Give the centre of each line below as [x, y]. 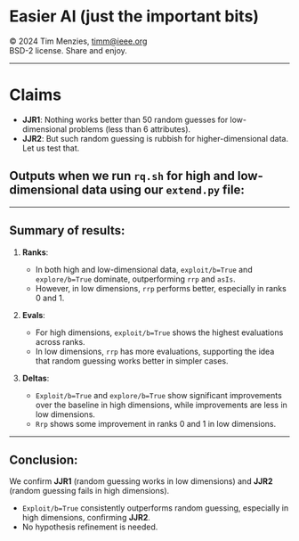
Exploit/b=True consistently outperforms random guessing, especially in [155, 508]
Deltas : [36, 378]
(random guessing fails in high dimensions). [89, 491]
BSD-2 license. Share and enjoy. [68, 50]
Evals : [34, 315]
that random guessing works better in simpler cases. [132, 361]
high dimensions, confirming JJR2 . [86, 518]
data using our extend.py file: [163, 190]
